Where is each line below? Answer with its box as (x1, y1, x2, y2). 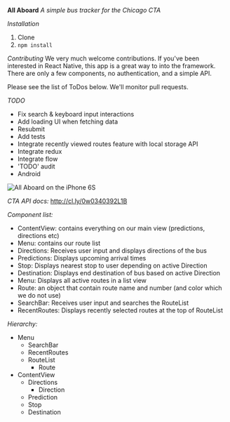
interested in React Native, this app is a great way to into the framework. (7, 62, 216, 70)
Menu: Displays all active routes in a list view (17, 277, 147, 284)
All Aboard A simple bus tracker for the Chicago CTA (7, 6, 161, 14)
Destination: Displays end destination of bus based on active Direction (17, 269, 221, 277)
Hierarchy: (7, 319, 38, 328)
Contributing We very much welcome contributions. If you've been (7, 54, 200, 62)
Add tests (17, 133, 46, 140)
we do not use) (17, 291, 61, 299)
